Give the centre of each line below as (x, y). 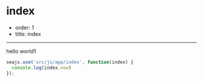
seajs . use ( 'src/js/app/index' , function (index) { (70, 62)
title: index (28, 34)
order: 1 (24, 28)
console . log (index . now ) (41, 68)
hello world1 (21, 51)
